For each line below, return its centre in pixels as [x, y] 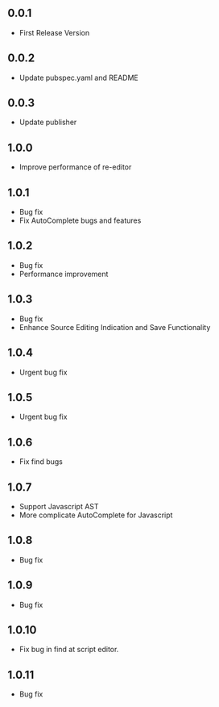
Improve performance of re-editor [75, 167]
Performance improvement [64, 274]
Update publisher [48, 122]
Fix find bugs [41, 462]
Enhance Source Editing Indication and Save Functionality [115, 327]
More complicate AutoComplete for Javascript [96, 515]
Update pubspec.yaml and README [79, 77]
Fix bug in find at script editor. [69, 650]
